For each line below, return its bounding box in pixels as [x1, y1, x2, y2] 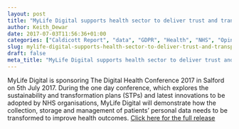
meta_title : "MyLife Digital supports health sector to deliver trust [7, 57, 221, 64]
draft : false [7, 50, 46, 57]
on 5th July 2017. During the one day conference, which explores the [7, 83, 209, 92]
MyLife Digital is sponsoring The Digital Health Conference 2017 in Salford [7, 76, 225, 84]
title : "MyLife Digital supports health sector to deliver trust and [7, 17, 218, 24]
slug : [7, 43, 23, 50]
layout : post [7, 10, 46, 18]
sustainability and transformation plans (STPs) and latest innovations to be [7, 91, 225, 99]
